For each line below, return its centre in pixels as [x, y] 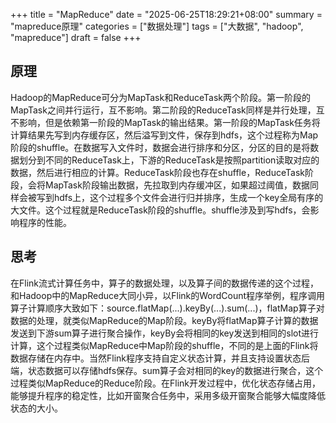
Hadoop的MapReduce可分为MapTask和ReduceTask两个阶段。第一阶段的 [161, 97]
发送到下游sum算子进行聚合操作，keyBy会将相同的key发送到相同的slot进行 [165, 333]
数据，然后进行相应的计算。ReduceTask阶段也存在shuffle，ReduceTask [157, 172]
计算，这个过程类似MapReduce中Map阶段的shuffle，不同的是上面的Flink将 [164, 345]
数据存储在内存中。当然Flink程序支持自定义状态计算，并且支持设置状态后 [160, 358]
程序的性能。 [45, 222]
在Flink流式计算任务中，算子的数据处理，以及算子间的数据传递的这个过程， [164, 283]
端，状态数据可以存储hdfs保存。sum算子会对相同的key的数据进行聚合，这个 [167, 370]
